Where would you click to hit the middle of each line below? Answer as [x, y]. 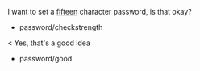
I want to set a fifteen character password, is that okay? [100, 12]
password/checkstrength [61, 27]
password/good [46, 58]
